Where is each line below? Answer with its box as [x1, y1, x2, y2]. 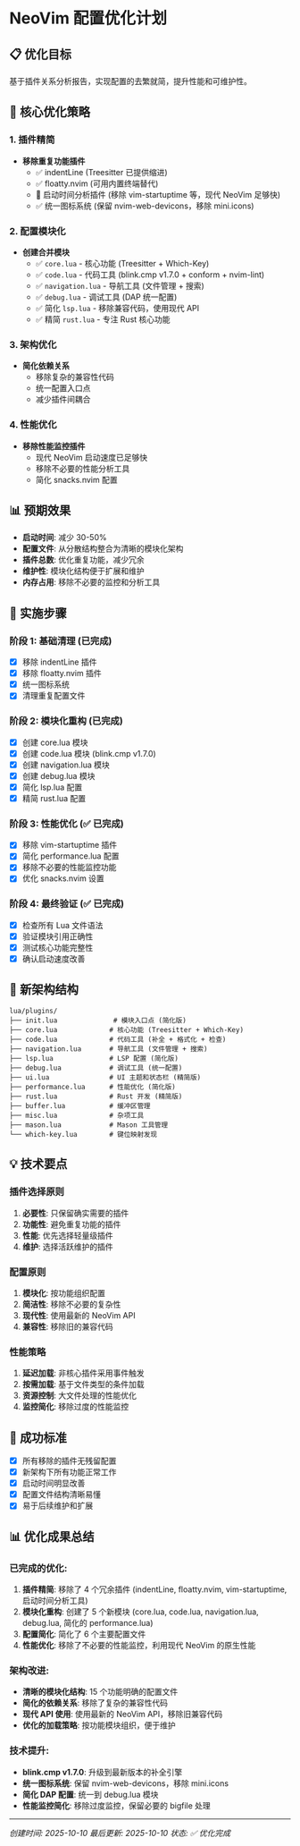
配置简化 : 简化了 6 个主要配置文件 [21, 1629, 146, 1639]
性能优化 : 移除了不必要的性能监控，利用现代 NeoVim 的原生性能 [21, 1640, 256, 1650]
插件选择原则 [9, 1186, 65, 1198]
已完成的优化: [9, 1562, 68, 1574]
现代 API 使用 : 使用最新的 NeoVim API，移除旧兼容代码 [21, 1709, 223, 1720]
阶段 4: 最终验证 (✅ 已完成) [9, 898, 125, 910]
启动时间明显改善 [21, 1478, 86, 1489]
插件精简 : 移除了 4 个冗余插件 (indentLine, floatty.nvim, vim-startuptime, [21, 1584, 287, 1595]
